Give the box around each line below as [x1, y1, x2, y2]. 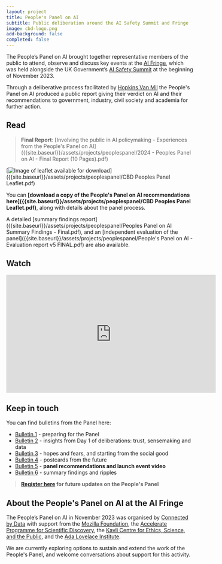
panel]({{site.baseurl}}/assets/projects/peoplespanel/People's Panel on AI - [6, 234, 193, 242]
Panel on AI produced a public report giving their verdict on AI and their [6, 91, 183, 97]
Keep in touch [6, 403, 59, 414]
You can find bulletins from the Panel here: [6, 419, 111, 426]
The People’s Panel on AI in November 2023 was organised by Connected [6, 514, 188, 521]
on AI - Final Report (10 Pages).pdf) [20, 155, 109, 162]
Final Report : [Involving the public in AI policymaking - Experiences [20, 136, 187, 143]
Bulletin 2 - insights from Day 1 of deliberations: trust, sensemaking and [14, 437, 191, 444]
